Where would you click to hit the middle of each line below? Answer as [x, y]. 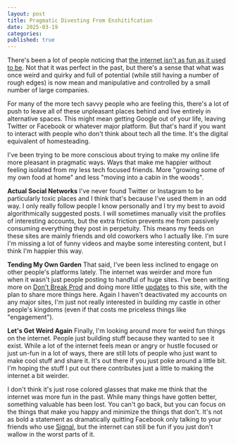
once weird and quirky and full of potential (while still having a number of [113, 75]
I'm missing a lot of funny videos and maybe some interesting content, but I [117, 243]
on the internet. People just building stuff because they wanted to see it [111, 339]
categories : [25, 33]
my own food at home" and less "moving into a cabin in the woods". [106, 178]
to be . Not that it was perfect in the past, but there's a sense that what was [116, 68]
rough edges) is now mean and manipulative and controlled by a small [109, 83]
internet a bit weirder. [38, 376]
